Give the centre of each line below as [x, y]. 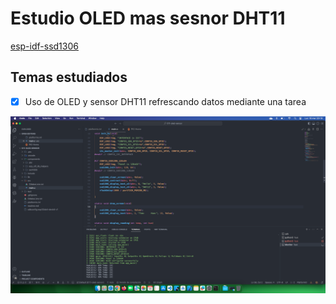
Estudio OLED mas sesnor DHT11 [148, 18]
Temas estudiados [69, 77]
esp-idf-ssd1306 [44, 46]
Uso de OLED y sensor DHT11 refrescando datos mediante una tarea [165, 101]
